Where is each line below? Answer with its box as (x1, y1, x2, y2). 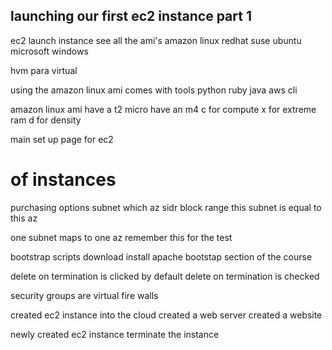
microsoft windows (10, 45, 89, 57)
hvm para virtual (10, 64, 78, 76)
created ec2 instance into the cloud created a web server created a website (10, 309, 323, 321)
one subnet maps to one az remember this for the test (10, 231, 233, 243)
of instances (10, 169, 117, 191)
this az (10, 212, 38, 224)
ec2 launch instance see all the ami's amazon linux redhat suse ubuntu (10, 34, 302, 46)
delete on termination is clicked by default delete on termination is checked (10, 270, 320, 282)
